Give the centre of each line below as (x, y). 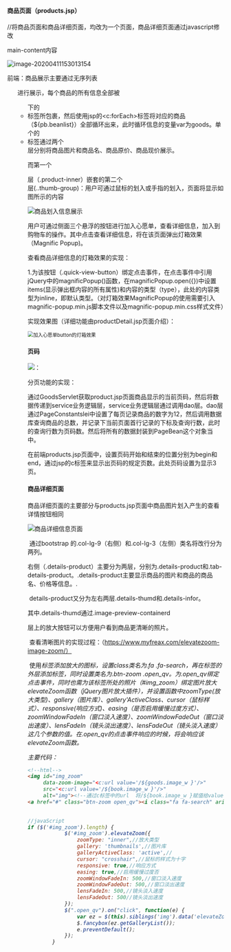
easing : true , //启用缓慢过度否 (118, 872)
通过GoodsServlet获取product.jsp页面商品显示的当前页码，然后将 (120, 397)
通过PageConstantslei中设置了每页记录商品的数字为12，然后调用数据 (124, 414)
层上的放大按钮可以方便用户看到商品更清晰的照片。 (100, 627)
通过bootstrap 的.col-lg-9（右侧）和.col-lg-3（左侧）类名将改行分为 (125, 543)
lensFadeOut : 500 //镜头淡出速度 (120, 898)
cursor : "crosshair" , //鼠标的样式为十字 (131, 859)
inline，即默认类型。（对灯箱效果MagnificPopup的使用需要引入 (127, 298)
